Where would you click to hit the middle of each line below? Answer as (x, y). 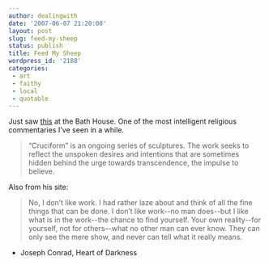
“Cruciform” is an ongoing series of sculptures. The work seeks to (139, 145)
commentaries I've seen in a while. (66, 130)
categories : (28, 69)
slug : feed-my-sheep (43, 38)
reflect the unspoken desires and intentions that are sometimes (134, 154)
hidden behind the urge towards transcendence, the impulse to (133, 163)
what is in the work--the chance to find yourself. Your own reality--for (145, 220)
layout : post (30, 31)
